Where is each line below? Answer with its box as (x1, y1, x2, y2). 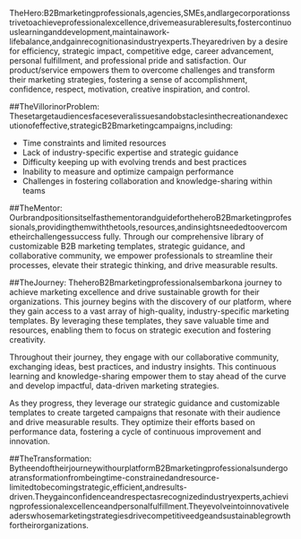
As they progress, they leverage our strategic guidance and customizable (9, 398, 280, 408)
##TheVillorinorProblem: (9, 101, 100, 111)
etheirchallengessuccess (9, 231, 101, 241)
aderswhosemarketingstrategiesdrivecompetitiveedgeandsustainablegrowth (9, 510, 291, 521)
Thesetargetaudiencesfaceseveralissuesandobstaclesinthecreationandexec (9, 111, 288, 121)
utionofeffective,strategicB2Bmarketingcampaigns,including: (9, 120, 233, 131)
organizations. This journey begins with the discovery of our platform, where (9, 296, 292, 307)
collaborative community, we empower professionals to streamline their (9, 250, 273, 261)
